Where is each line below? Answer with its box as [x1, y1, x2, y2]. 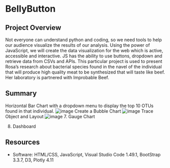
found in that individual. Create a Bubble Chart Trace [5, 108, 154, 114]
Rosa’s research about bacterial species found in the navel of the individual [5, 64, 162, 70]
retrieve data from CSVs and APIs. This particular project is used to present [5, 58, 162, 64]
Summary [5, 89, 37, 98]
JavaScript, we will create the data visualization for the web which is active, [5, 48, 163, 53]
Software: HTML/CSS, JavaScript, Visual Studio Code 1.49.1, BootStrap [12, 151, 161, 157]
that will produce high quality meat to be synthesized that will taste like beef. [5, 69, 165, 75]
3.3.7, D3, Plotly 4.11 [12, 157, 54, 163]
